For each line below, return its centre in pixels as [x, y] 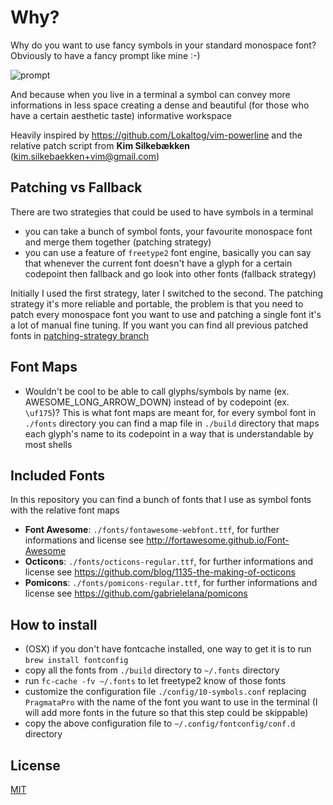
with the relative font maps [65, 510]
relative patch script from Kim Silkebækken [100, 145]
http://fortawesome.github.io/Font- [218, 540]
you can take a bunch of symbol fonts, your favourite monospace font [168, 231]
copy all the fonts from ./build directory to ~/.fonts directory [152, 670]
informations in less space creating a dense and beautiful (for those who [160, 105]
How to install [54, 624]
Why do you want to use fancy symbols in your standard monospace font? [163, 45]
